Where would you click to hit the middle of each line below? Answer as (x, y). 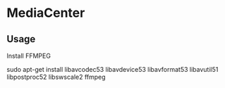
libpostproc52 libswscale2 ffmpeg (56, 77)
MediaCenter (46, 13)
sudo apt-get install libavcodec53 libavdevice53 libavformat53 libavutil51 (112, 69)
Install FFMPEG (29, 56)
